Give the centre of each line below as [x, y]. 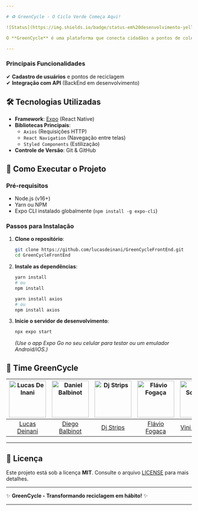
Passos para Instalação [40, 226]
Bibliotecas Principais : [42, 125]
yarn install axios [39, 299]
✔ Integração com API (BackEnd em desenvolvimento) [73, 82]
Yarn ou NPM [31, 205]
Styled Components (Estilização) [62, 144]
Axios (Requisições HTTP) [55, 132]
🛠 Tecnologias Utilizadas [54, 102]
